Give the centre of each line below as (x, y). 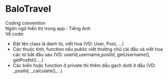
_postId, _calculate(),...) (38, 71)
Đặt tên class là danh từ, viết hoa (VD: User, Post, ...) (68, 43)
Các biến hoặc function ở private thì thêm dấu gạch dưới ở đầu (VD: (84, 65)
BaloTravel (28, 9)
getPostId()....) (28, 60)
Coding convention (25, 23)
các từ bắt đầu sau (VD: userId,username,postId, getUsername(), (81, 55)
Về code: (15, 34)
